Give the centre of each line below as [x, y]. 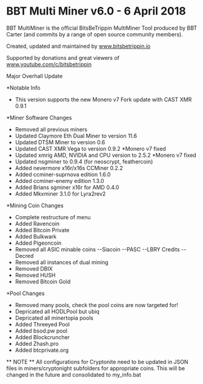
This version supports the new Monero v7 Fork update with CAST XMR [103, 99]
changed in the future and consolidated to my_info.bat [74, 374]
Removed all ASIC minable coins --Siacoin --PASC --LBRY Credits [97, 249]
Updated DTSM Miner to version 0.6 [60, 142]
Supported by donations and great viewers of [63, 58]
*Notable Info [23, 88]
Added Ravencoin [37, 223]
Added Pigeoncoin [38, 243]
